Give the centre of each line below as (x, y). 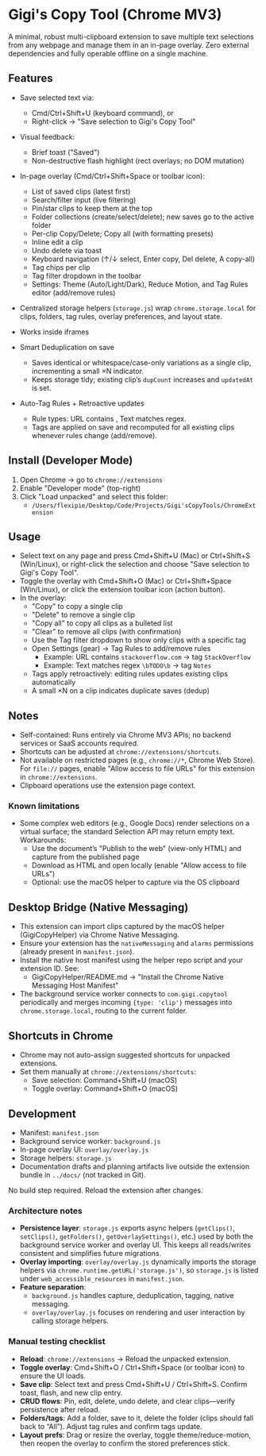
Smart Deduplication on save (67, 347)
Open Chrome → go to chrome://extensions (91, 480)
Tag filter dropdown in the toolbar (86, 275)
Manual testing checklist (57, 1342)
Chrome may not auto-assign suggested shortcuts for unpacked (125, 1055)
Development (42, 1113)
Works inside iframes (54, 332)
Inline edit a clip (57, 242)
